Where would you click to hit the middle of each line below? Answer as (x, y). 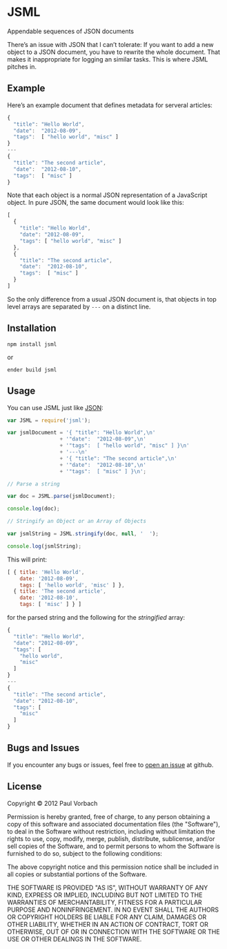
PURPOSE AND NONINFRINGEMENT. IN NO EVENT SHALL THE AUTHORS (113, 910)
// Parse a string (33, 484)
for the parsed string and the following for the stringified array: (96, 617)
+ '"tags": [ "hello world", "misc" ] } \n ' (125, 446)
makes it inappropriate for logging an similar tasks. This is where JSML (108, 59)
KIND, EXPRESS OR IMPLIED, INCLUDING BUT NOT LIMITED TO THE (105, 895)
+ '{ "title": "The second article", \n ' (118, 458)
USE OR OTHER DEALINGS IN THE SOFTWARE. (75, 939)
